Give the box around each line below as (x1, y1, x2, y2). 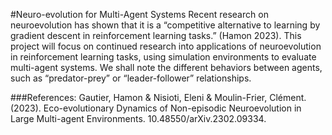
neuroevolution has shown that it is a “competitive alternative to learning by (10, 19, 321, 31)
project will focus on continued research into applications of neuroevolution (10, 40, 322, 52)
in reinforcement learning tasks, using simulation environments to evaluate (10, 51, 317, 63)
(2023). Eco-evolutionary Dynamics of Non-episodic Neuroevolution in (10, 102, 302, 114)
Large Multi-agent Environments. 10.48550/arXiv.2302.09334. (10, 113, 267, 124)
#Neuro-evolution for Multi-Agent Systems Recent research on (10, 9, 269, 20)
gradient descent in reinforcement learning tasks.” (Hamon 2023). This (10, 30, 302, 41)
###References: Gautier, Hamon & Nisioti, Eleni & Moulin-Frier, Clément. (10, 92, 307, 103)
